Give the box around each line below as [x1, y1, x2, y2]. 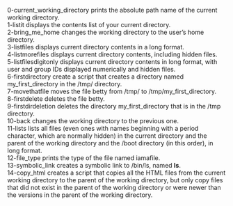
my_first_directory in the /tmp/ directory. [7, 80, 122, 88]
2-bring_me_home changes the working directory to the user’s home [7, 28, 204, 36]
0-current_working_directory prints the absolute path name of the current [7, 6, 218, 14]
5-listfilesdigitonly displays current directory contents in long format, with [7, 58, 218, 65]
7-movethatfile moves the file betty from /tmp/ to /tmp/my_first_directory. [7, 87, 217, 95]
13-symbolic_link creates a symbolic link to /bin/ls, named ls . [7, 161, 181, 169]
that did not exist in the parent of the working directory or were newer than [7, 184, 221, 191]
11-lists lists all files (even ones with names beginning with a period [7, 125, 199, 132]
